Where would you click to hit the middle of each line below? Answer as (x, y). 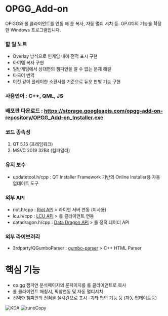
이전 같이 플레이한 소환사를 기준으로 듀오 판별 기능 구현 (67, 82)
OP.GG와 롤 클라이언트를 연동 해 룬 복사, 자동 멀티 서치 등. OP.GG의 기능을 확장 (83, 23)
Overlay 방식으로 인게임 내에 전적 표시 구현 (55, 56)
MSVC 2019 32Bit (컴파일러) (41, 151)
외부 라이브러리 (23, 236)
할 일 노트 (16, 44)
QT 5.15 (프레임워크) (33, 144)
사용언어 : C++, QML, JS (34, 96)
